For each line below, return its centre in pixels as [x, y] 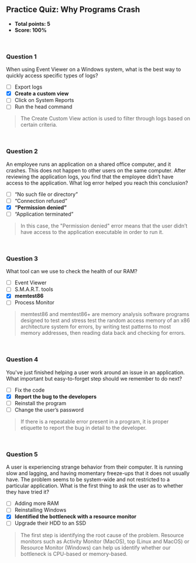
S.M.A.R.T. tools [34, 289]
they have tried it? [28, 492]
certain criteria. [39, 125]
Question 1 [21, 56]
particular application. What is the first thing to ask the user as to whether [94, 486]
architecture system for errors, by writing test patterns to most [96, 327]
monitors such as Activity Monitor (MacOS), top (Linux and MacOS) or [105, 541]
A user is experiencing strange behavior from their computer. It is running [94, 467]
